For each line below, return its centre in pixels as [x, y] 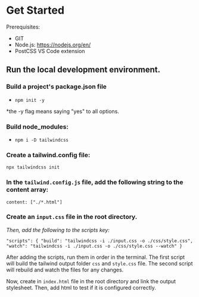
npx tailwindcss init [33, 167]
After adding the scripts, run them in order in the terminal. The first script [96, 257]
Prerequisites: [23, 27]
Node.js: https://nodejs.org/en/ [53, 45]
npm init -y [29, 100]
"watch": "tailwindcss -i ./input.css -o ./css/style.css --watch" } [94, 246]
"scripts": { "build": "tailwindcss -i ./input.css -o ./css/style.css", [100, 241]
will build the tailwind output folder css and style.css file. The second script [99, 263]
